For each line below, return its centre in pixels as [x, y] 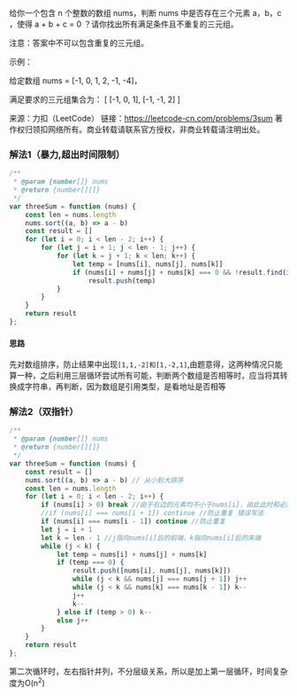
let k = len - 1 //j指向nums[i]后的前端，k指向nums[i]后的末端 [151, 538]
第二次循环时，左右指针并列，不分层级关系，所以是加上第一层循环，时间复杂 [148, 671]
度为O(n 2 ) [27, 682]
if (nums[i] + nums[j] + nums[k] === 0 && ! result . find [177, 272]
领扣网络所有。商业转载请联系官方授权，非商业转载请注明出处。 [148, 129]
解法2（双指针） [44, 412]
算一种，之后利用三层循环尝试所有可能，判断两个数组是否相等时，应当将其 [145, 376]
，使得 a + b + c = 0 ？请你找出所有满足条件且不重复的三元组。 [124, 24]
